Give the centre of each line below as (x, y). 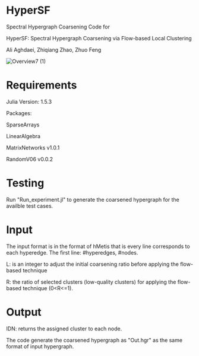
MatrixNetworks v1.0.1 (33, 147)
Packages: (19, 113)
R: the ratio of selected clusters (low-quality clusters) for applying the (91, 282)
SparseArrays (23, 125)
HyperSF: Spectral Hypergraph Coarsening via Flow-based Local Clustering (99, 38)
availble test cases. (30, 206)
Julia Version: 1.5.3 (29, 101)
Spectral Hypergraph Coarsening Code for (58, 27)
